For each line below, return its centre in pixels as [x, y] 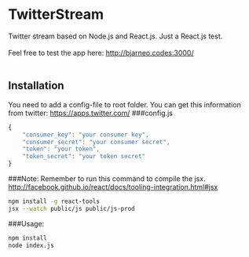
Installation [36, 86]
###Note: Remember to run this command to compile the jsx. [107, 179]
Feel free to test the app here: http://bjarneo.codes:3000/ [101, 52]
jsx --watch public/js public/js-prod [71, 208]
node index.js [31, 245]
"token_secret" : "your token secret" [84, 157]
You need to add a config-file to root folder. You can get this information [124, 104]
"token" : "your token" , [61, 149]
